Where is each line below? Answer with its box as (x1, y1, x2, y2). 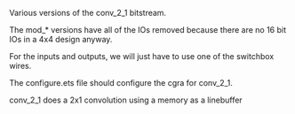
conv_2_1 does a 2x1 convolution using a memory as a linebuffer (9, 95, 243, 105)
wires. (9, 61, 32, 71)
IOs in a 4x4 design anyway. (9, 34, 113, 44)
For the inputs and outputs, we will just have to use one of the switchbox (9, 51, 275, 61)
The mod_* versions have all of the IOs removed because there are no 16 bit (9, 25, 287, 34)
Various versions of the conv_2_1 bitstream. (9, 8, 167, 18)
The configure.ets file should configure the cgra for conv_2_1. (9, 78, 233, 87)
